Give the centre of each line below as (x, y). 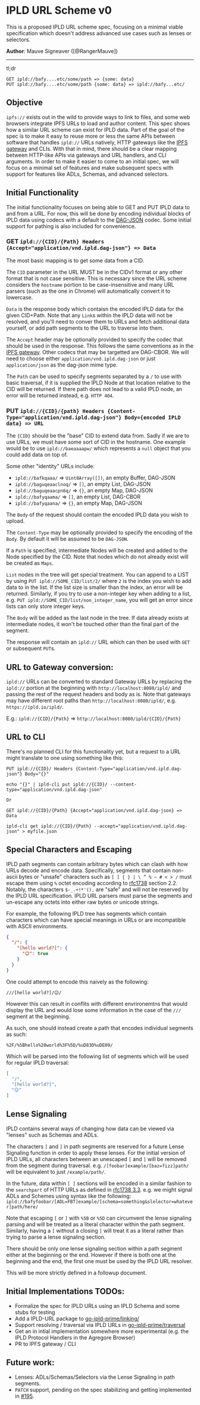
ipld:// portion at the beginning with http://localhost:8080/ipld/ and (94, 688)
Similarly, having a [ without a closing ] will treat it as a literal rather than (95, 1230)
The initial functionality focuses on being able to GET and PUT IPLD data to (98, 207)
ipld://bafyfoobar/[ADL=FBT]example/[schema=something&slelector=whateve (100, 1202)
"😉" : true (35, 954)
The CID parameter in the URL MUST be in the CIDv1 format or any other (94, 272)
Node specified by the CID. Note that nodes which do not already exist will (97, 557)
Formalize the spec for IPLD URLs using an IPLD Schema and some (97, 1305)
